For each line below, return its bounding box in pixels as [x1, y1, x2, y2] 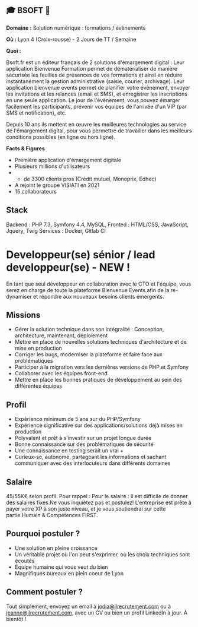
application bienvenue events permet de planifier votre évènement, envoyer [6, 84, 190, 91]
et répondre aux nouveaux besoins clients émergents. [33, 293, 164, 300]
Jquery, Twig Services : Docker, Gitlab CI [6, 227, 106, 234]
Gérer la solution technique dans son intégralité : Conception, [14, 326, 164, 333]
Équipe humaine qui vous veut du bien [14, 563, 108, 571]
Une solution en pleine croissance [14, 544, 98, 552]
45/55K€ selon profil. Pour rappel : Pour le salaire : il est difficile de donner [6, 493, 188, 499]
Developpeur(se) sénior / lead [6, 248, 155, 261]
